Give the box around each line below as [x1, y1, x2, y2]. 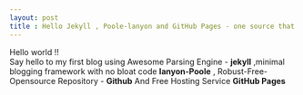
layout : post [9, 13, 59, 23]
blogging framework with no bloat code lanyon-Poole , [9, 65, 216, 77]
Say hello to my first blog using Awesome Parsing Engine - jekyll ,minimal [9, 56, 285, 67]
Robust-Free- [217, 65, 268, 77]
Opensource [9, 75, 56, 86]
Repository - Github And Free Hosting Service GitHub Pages [57, 75, 287, 86]
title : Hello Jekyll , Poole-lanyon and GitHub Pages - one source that [9, 22, 296, 31]
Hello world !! [9, 46, 59, 57]
